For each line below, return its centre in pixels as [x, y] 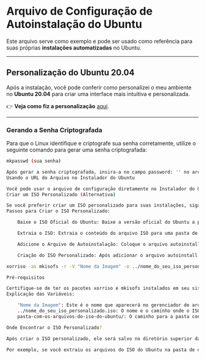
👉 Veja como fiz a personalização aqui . [58, 106]
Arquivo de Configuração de [80, 11]
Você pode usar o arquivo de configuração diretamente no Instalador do [101, 189]
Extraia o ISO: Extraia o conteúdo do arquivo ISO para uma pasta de [108, 234]
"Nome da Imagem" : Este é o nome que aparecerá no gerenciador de [103, 305]
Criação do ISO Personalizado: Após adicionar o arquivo [91, 255]
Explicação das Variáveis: [41, 294]
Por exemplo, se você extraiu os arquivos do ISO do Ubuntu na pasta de [101, 350]
